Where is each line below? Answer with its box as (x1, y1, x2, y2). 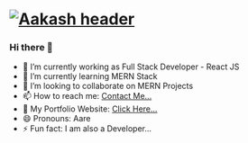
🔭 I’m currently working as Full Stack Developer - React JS (22, 61, 240, 72)
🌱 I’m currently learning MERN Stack (22, 71, 158, 82)
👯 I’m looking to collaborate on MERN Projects (22, 81, 194, 92)
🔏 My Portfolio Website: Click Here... (22, 103, 158, 114)
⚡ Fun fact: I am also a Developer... (22, 123, 152, 134)
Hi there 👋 (9, 41, 54, 54)
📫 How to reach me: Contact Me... (22, 91, 152, 102)
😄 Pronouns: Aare (22, 113, 91, 124)
